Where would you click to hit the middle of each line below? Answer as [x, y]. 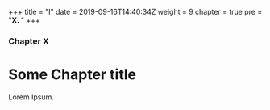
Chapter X [29, 41]
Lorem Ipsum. [31, 97]
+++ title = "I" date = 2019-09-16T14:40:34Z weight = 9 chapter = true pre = [135, 12]
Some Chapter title [73, 75]
